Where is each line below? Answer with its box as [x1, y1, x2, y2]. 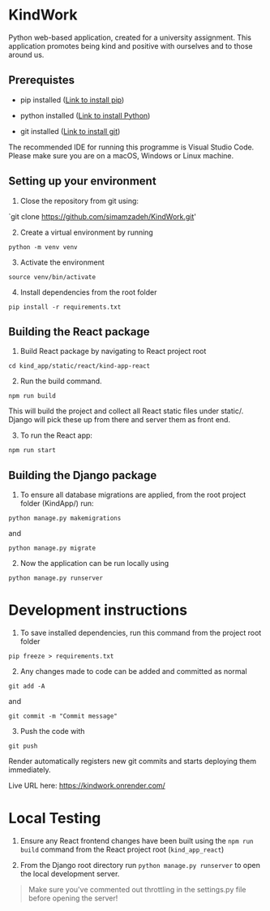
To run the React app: [19, 430, 93, 440]
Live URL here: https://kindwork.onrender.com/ [8, 781, 166, 791]
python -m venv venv [8, 243, 79, 251]
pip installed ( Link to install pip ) [19, 95, 125, 105]
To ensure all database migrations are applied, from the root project [19, 490, 246, 500]
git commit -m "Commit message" [8, 712, 118, 720]
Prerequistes [8, 73, 75, 87]
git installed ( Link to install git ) [19, 126, 121, 136]
